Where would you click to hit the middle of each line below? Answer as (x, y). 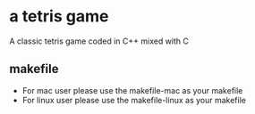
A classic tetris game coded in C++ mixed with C (99, 41)
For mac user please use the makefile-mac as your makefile (132, 90)
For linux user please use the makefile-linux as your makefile (134, 100)
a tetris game (59, 16)
